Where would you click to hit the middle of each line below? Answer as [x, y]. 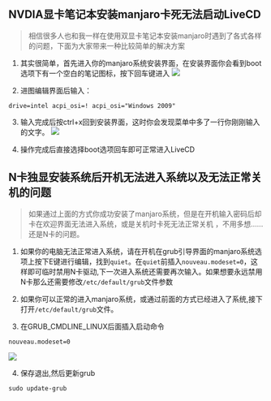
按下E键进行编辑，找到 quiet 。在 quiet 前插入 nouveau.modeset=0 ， [143, 261]
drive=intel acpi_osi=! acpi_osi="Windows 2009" [92, 106]
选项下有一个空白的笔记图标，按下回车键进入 [95, 73]
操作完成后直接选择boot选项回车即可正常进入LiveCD [108, 149]
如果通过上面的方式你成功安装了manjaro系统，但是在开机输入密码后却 [145, 213]
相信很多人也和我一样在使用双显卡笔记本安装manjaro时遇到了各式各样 [145, 36]
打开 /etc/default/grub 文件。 [69, 309]
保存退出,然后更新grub [58, 373]
